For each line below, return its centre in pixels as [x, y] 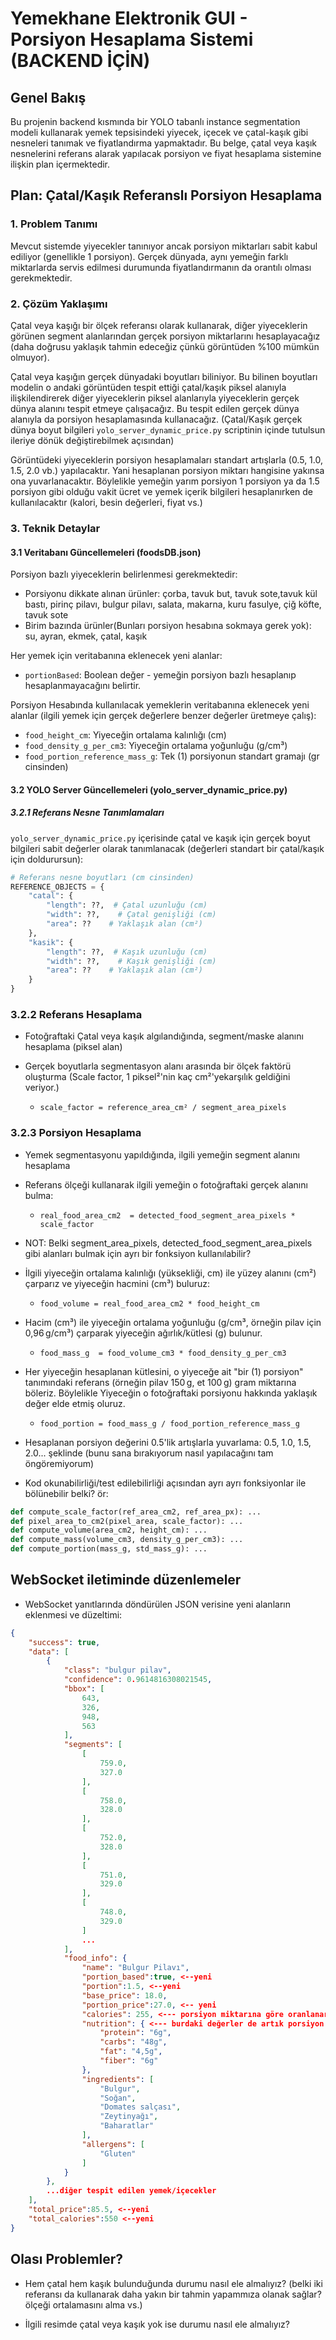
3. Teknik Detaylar [55, 528]
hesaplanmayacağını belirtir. [83, 686]
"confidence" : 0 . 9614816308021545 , [138, 1680]
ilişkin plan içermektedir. [60, 164]
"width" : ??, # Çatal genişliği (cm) [131, 915]
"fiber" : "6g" [129, 2061]
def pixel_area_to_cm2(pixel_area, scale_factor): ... [127, 1521]
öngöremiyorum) [59, 1463]
